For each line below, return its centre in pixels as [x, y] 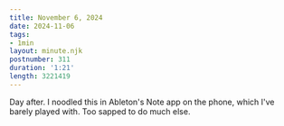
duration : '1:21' [42, 68]
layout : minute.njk [46, 51]
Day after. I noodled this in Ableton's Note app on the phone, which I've [142, 102]
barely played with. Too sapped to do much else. [100, 111]
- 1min [22, 43]
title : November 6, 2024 [56, 18]
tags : [19, 34]
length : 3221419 [40, 76]
